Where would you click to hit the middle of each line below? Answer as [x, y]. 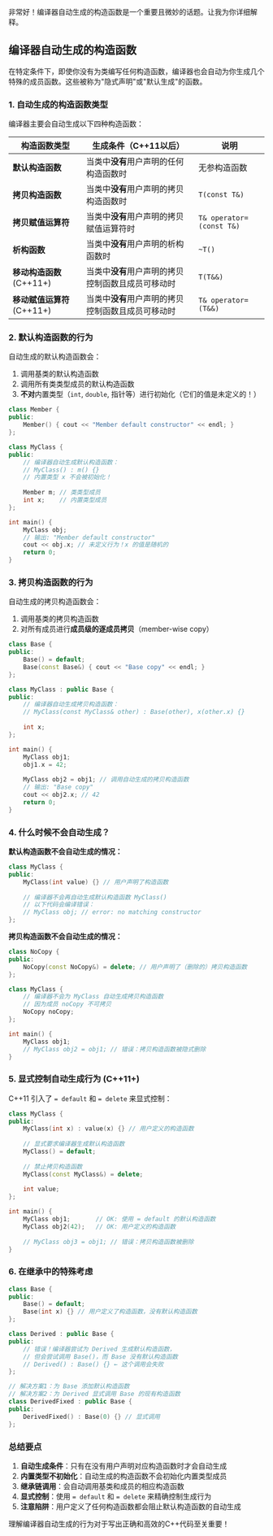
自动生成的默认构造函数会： [55, 357]
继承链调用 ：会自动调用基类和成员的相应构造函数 [102, 1486]
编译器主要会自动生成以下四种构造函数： [76, 124]
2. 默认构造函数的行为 [51, 337]
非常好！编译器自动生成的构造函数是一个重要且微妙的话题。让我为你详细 [129, 12]
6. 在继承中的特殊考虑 [51, 1272]
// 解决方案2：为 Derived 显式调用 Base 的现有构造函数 [95, 1394]
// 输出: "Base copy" [58, 787]
